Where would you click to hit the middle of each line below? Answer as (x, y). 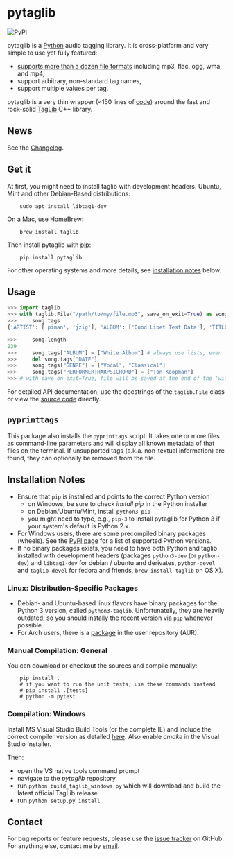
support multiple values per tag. (63, 88)
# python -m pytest (48, 697)
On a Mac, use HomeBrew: (45, 219)
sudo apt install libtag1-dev (63, 206)
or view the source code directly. (54, 399)
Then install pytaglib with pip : (49, 245)
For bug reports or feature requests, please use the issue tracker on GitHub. (115, 839)
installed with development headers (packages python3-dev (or (107, 555)
